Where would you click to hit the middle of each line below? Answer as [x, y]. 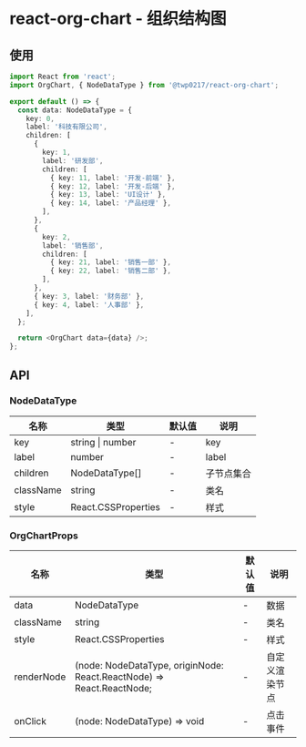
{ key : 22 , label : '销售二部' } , [110, 271]
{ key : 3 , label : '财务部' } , [89, 296]
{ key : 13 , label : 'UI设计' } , [108, 195]
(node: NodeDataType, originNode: [149, 666]
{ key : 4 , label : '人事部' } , [89, 305]
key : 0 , [40, 118]
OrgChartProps [44, 536]
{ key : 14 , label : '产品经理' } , [110, 203]
